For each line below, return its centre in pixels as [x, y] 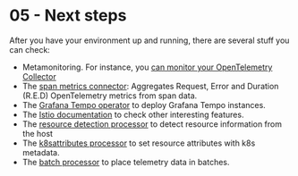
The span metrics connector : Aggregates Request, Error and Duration [150, 86]
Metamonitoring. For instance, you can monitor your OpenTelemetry [147, 67]
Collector [39, 76]
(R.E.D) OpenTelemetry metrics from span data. [110, 96]
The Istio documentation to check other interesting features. [133, 114]
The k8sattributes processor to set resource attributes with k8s [139, 143]
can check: [30, 49]
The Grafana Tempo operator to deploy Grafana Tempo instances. [144, 105]
